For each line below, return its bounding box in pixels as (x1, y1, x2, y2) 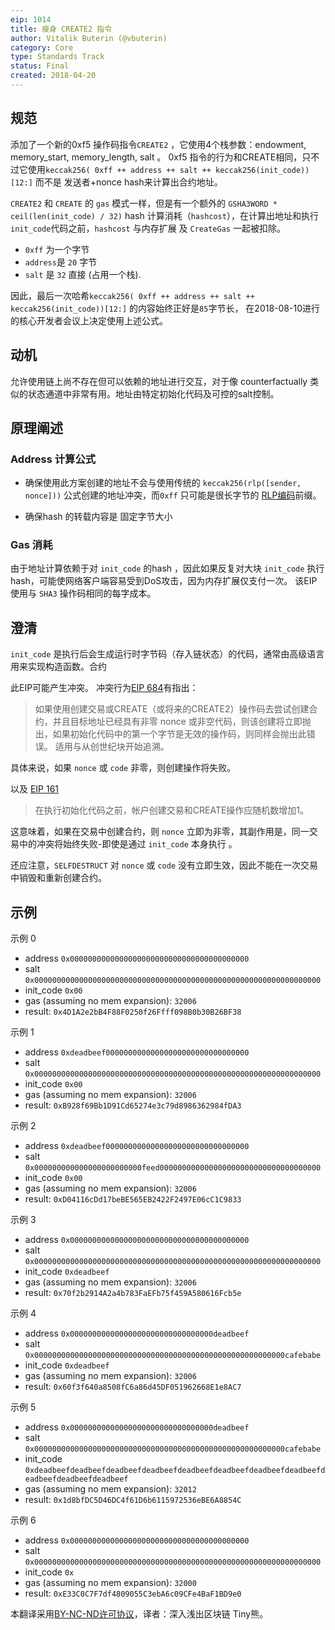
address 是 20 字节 (24, 256, 98, 268)
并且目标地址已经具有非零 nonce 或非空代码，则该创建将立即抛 (52, 716, 312, 728)
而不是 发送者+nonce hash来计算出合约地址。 (34, 176, 223, 188)
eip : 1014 (10, 14, 52, 25)
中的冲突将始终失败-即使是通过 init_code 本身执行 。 (18, 838, 238, 850)
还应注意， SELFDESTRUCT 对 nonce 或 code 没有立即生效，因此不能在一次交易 (10, 859, 319, 871)
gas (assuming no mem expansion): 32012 (24, 1483, 197, 1495)
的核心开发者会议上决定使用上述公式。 (10, 314, 168, 326)
